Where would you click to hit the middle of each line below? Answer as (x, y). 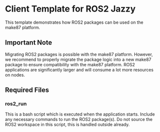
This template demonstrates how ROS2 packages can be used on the (74, 22)
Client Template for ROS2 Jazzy (70, 9)
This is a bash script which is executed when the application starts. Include (80, 114)
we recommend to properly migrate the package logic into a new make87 (78, 59)
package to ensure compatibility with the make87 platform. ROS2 (70, 64)
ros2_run (16, 104)
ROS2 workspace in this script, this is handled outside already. (67, 125)
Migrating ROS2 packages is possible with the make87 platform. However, (79, 54)
